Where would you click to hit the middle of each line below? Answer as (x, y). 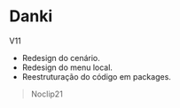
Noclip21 (47, 94)
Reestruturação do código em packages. (96, 76)
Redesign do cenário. (61, 58)
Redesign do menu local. (67, 67)
